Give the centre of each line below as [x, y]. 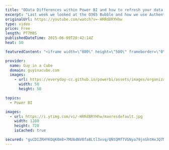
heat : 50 [14, 43]
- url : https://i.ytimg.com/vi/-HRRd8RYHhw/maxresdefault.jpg [76, 116]
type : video [18, 24]
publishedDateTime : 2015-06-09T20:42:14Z [49, 38]
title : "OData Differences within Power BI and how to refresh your [78, 10]
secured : [14, 139]
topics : [13, 98]
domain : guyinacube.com [34, 70]
